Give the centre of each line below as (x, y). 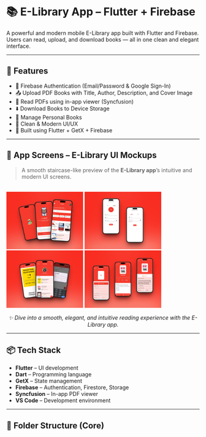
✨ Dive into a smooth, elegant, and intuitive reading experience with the (99, 317)
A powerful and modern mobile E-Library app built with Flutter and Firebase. (103, 33)
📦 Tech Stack (34, 350)
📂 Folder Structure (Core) (55, 426)
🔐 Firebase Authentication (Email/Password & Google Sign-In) (93, 86)
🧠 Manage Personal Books (48, 117)
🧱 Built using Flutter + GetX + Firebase (64, 130)
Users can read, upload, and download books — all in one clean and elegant (103, 39)
